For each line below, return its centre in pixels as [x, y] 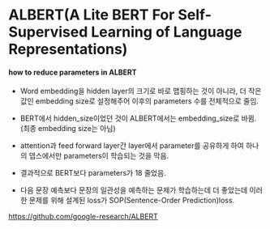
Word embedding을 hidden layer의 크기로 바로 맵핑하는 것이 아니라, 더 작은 [141, 91]
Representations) [68, 49]
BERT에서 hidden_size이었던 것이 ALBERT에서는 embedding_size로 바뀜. [138, 118]
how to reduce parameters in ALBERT [73, 72]
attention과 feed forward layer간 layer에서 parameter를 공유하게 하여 [132, 146]
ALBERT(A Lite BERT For [92, 15]
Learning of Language [166, 32]
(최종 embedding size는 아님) [68, 129]
